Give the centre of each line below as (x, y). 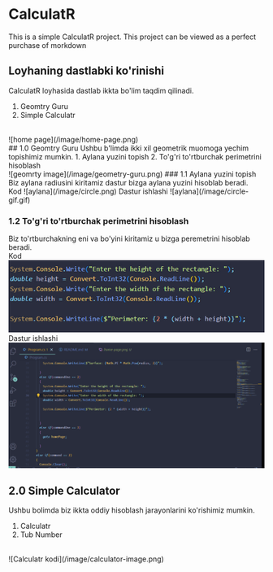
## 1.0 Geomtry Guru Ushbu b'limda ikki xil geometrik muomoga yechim (129, 148)
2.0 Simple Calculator (64, 491)
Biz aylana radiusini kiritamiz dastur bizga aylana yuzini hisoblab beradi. (128, 182)
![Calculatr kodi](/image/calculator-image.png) (86, 559)
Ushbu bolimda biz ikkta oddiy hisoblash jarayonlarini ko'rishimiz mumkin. (132, 510)
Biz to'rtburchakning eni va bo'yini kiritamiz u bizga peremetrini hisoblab (129, 239)
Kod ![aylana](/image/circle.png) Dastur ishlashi (88, 191)
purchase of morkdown (48, 45)
